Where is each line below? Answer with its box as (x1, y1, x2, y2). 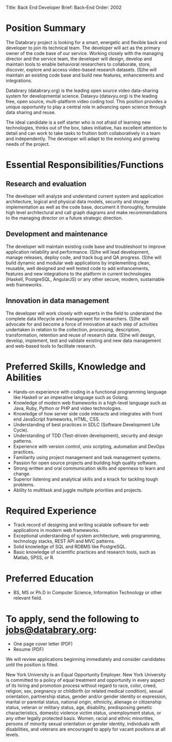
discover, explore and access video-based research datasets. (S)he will (6, 66, 157, 72)
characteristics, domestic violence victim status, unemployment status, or (6, 710, 162, 716)
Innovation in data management (6, 296, 110, 305)
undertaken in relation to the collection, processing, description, (6, 326, 141, 333)
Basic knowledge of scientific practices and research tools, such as (13, 549, 156, 555)
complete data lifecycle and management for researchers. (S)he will (6, 315, 149, 321)
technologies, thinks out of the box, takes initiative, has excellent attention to (6, 124, 167, 130)
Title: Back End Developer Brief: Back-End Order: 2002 (6, 5, 122, 10)
